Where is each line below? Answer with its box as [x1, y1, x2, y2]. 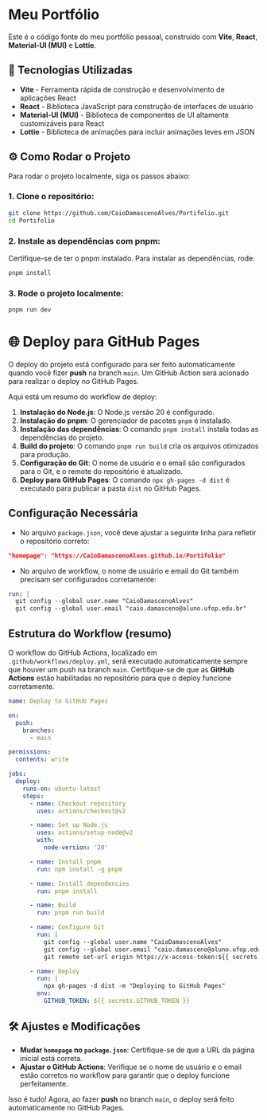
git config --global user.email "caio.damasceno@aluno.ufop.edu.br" [15, 605, 247, 613]
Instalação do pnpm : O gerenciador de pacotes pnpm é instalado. [19, 416, 233, 425]
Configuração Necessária [8, 507, 138, 520]
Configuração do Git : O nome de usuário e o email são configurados [19, 458, 246, 468]
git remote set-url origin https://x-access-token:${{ [43, 953, 229, 961]
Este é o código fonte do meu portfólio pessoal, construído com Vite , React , [8, 32, 258, 41]
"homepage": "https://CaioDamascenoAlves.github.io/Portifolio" [8, 551, 226, 559]
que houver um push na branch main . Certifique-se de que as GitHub [8, 665, 234, 675]
